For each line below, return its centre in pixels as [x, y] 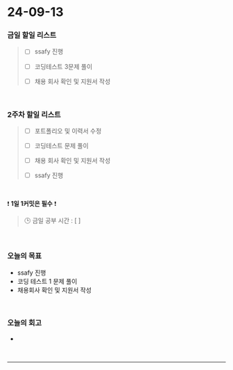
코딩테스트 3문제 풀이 [63, 66]
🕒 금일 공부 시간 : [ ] [52, 220]
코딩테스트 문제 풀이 [61, 146]
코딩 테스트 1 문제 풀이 [47, 281]
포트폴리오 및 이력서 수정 [68, 131]
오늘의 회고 [25, 323]
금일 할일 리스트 [32, 35]
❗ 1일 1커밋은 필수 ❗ [32, 204]
